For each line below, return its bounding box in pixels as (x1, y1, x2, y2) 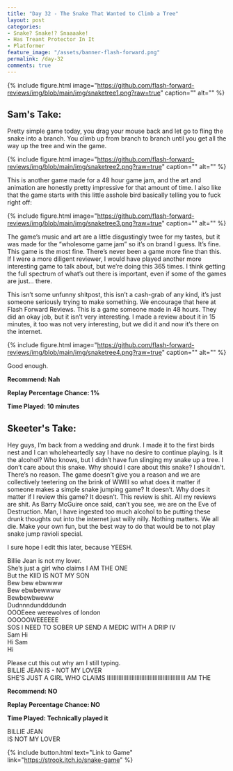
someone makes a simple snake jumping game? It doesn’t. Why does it (7, 485, 211, 494)
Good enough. (7, 362, 49, 370)
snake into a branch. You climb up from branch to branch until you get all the (7, 134, 227, 143)
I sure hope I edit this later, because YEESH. (7, 543, 134, 552)
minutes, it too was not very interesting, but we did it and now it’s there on (7, 320, 219, 328)
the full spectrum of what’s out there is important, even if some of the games (7, 269, 227, 278)
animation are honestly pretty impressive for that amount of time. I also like (7, 184, 221, 192)
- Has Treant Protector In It (7, 36, 95, 43)
